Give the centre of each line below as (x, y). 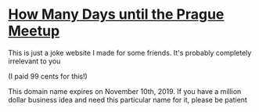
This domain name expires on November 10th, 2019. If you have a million (125, 91)
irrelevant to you (34, 61)
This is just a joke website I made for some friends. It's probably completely (130, 52)
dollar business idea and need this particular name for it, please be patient (128, 99)
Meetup (34, 31)
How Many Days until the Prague (116, 14)
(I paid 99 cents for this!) (48, 76)
